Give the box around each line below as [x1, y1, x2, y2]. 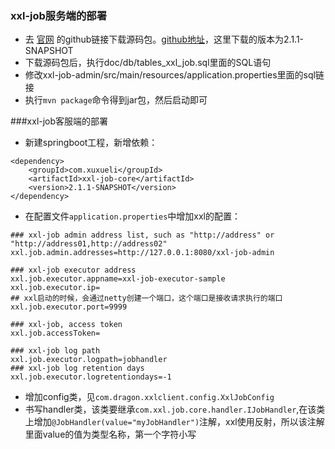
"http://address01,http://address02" [10, 239, 168, 249]
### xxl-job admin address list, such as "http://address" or [10, 230, 275, 241]
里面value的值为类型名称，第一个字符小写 [24, 428, 197, 441]
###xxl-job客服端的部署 [10, 115, 109, 127]
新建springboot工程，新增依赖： [24, 137, 158, 149]
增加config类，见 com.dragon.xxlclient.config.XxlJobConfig [24, 391, 275, 403]
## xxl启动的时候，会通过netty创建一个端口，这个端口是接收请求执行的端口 [10, 293, 283, 304]
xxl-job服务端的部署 [10, 8, 107, 22]
